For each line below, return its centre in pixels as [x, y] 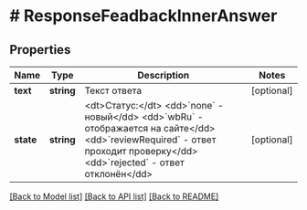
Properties [40, 50]
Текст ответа [113, 90]
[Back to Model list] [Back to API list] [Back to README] [114, 196]
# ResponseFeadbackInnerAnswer [143, 16]
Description [164, 75]
